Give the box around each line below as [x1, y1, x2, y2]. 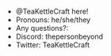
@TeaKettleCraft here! [15, 7, 89, 16]
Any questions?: [15, 24, 69, 32]
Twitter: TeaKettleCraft [15, 40, 90, 50]
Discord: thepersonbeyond [15, 32, 104, 41]
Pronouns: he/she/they [15, 15, 91, 24]
